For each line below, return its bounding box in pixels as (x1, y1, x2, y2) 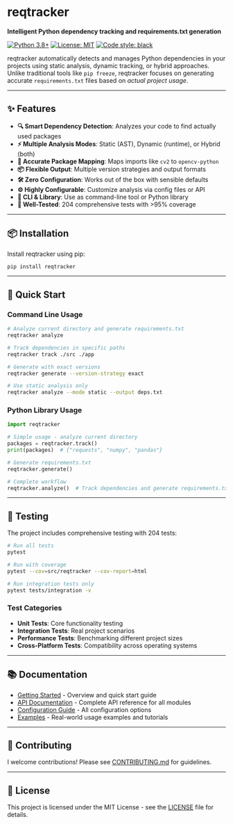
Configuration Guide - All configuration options (17, 705, 152, 713)
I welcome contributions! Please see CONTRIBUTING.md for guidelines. (7, 758, 212, 766)
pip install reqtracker (7, 263, 76, 270)
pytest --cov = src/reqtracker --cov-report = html (7, 567, 148, 574)
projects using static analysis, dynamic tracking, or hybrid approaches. (7, 61, 210, 70)
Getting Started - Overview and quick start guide (17, 690, 157, 699)
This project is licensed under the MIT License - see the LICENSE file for (7, 803, 214, 811)
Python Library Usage (7, 405, 83, 415)
